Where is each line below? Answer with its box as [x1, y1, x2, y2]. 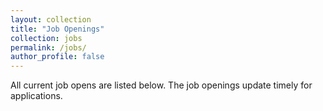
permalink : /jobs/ [10, 42, 87, 53]
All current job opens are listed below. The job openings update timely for [10, 79, 313, 91]
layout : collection [10, 14, 92, 25]
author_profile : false [10, 52, 105, 62]
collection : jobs [10, 33, 83, 43]
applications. [10, 90, 63, 102]
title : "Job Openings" [10, 24, 105, 34]
